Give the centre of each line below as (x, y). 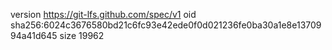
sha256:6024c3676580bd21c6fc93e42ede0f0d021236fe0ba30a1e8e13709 (166, 25)
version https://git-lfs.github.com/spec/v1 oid (103, 14)
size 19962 (82, 35)
